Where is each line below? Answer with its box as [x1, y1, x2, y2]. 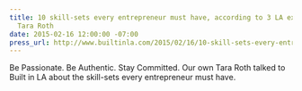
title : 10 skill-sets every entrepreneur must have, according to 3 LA [9, 12, 283, 22]
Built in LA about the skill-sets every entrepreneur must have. [9, 72, 236, 83]
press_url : [9, 37, 50, 47]
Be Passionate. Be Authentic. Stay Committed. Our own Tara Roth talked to [9, 62, 286, 73]
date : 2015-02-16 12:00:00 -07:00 [9, 29, 139, 38]
